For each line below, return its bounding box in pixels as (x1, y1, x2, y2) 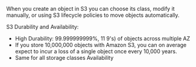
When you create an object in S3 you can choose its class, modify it (6, 5, 175, 12)
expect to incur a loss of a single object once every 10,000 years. (14, 48, 177, 55)
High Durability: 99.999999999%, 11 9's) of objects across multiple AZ (14, 35, 191, 42)
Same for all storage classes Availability (14, 54, 113, 61)
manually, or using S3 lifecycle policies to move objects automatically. (6, 11, 180, 19)
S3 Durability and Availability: (6, 24, 79, 30)
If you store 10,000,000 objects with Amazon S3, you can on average (14, 42, 187, 48)
